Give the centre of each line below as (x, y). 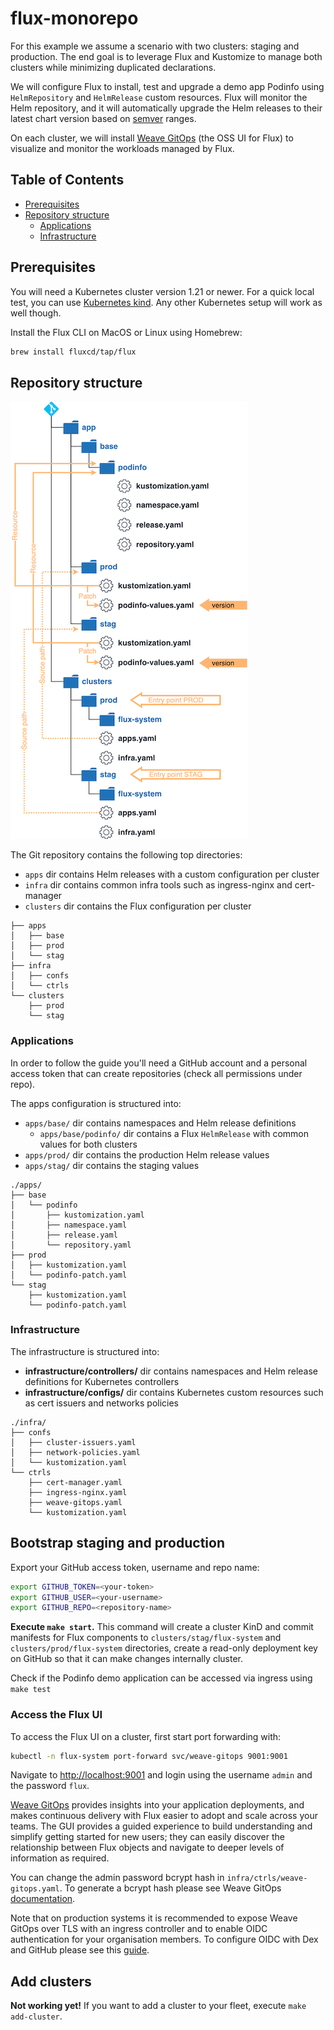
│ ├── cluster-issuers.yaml (73, 1442)
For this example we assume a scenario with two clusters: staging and (155, 46)
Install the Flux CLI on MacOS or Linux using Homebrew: (126, 332)
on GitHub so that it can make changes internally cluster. (126, 1659)
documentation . (43, 1899)
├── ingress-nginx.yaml (78, 1492)
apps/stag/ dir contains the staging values (112, 1165)
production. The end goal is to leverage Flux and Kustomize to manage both (166, 56)
